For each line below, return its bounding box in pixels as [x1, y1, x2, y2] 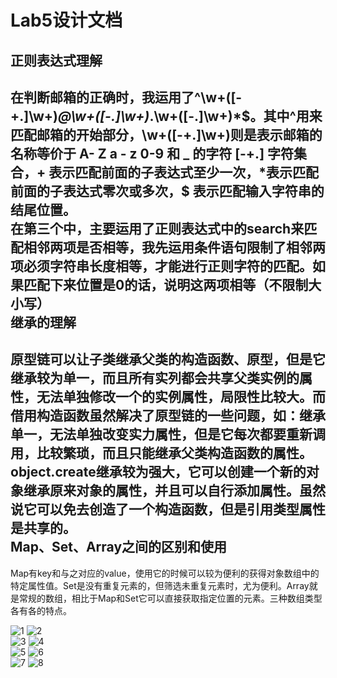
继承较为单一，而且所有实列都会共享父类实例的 [10, 370, 300, 387]
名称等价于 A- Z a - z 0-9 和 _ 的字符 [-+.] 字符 [10, 145, 295, 162]
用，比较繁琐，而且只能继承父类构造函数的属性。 [10, 445, 313, 462]
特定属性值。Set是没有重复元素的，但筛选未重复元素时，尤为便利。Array [10, 579, 310, 591]
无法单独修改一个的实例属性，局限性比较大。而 [36, 389, 326, 406]
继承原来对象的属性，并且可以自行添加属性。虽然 [23, 482, 326, 500]
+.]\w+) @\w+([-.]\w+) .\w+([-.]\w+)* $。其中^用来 [10, 107, 323, 125]
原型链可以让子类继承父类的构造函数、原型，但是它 [10, 351, 326, 368]
